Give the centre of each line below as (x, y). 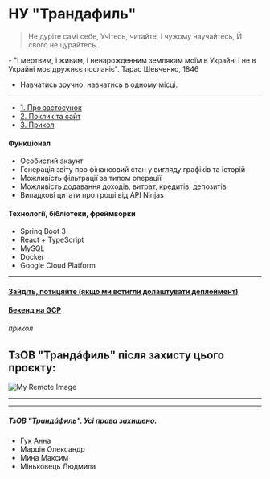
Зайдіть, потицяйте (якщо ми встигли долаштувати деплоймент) (123, 291)
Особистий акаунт (51, 161)
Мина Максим (44, 458)
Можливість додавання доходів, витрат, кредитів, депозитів (123, 186)
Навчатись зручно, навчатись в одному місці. (99, 84)
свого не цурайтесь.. (64, 44)
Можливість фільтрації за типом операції (91, 178)
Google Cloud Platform (58, 265)
